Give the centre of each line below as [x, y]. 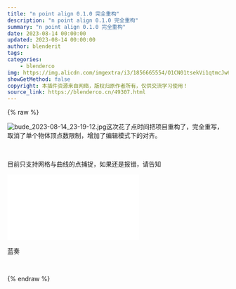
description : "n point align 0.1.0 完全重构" [73, 20]
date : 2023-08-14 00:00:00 [47, 33]
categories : [25, 60]
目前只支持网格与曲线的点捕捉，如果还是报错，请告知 [84, 164]
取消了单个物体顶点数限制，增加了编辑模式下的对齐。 [84, 136]
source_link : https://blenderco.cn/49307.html [77, 92]
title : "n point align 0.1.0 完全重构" [64, 14]
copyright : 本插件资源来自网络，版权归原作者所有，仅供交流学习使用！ [98, 86]
